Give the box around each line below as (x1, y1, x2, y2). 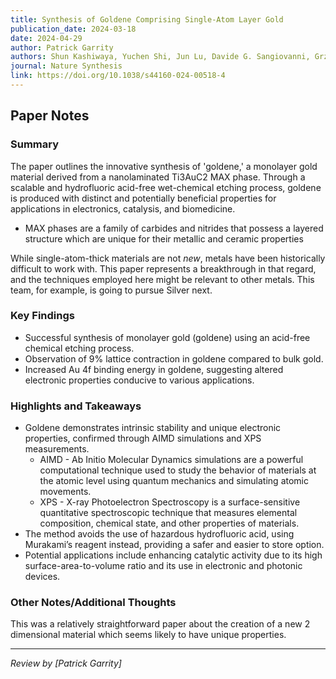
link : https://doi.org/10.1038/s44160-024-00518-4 (10, 71, 226, 81)
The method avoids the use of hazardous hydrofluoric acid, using (24, 528, 295, 540)
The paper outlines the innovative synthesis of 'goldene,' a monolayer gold (10, 160, 318, 172)
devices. (24, 571, 61, 583)
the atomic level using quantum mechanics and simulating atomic (39, 475, 309, 487)
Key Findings (10, 309, 75, 323)
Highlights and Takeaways (10, 399, 142, 413)
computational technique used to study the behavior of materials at (39, 464, 317, 476)
